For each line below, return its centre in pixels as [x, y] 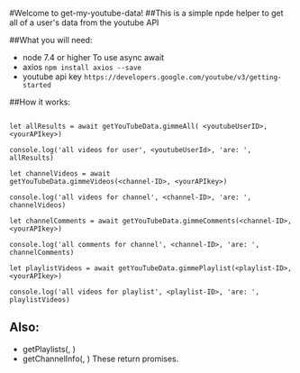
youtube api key [52, 77]
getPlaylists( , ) [49, 349]
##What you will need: [51, 40]
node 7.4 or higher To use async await [93, 57]
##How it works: [40, 102]
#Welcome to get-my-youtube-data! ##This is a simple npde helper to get [146, 13]
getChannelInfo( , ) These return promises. [100, 359]
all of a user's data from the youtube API [84, 23]
